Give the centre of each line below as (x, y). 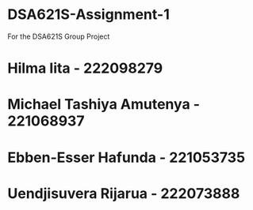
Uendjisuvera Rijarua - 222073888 (124, 193)
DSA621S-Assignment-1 (88, 15)
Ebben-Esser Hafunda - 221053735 (126, 157)
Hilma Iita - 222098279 (85, 68)
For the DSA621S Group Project (59, 36)
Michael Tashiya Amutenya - (103, 105)
